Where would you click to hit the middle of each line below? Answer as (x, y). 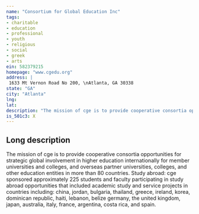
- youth (16, 39)
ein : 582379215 (25, 67)
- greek (16, 56)
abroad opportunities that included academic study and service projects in (97, 186)
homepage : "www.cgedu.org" (39, 72)
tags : (13, 17)
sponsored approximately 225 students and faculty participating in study (95, 179)
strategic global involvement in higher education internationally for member (98, 161)
